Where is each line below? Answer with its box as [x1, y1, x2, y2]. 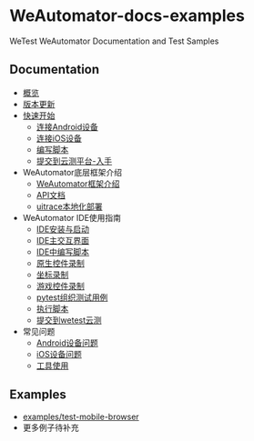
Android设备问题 [36, 337, 98, 348]
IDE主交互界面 [36, 235, 89, 246]
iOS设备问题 [36, 348, 82, 359]
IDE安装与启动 [36, 224, 89, 235]
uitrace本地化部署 [36, 201, 103, 212]
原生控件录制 [36, 257, 85, 268]
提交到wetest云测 [36, 315, 102, 326]
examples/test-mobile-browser [22, 411, 139, 422]
